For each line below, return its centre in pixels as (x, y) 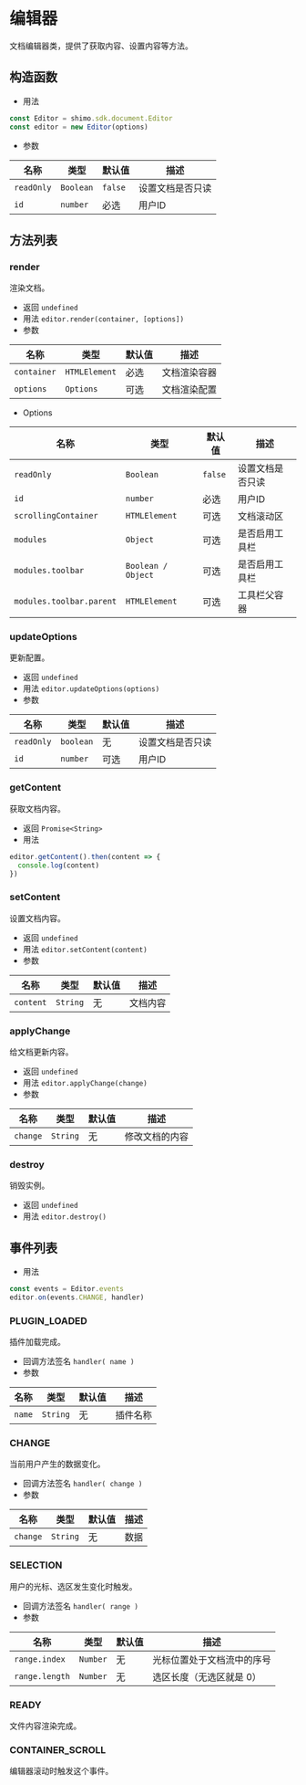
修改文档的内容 (157, 1136)
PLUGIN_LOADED (49, 1320)
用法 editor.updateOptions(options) (91, 688)
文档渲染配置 (189, 390)
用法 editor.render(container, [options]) (103, 319)
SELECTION (36, 1565)
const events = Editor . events (67, 1289)
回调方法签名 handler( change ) (82, 1484)
